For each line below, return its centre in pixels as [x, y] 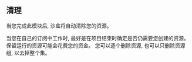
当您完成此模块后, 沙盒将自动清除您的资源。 [59, 26]
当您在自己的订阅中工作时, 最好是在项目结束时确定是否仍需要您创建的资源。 [97, 38]
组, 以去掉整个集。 [28, 53]
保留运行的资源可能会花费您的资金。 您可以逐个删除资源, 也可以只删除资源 [96, 45]
